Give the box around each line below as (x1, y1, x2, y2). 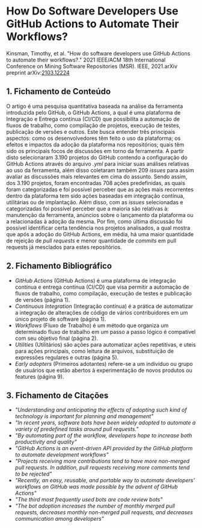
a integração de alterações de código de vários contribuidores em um (14, 309, 188, 316)
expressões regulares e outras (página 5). (14, 354, 119, 361)
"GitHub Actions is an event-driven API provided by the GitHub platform (14, 445, 193, 452)
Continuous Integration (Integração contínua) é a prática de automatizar (14, 303, 194, 310)
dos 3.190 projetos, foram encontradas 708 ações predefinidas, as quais (6, 179, 185, 186)
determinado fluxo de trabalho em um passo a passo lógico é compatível (14, 328, 196, 335)
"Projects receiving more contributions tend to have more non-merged (14, 457, 190, 465)
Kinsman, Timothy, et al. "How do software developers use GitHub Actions (6, 49, 191, 57)
